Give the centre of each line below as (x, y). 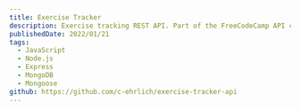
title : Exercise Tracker (55, 17)
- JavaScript (42, 51)
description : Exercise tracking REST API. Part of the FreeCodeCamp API (147, 26)
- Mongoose (37, 83)
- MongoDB (35, 75)
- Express (35, 67)
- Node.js (35, 59)
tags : (19, 42)
